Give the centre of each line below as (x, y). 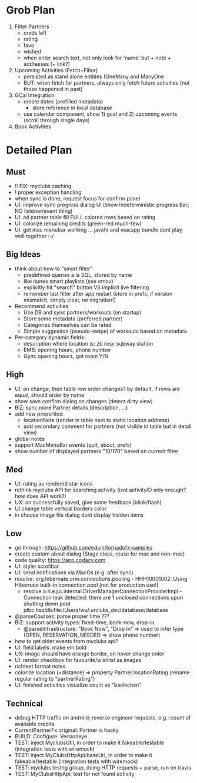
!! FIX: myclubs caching (43, 186)
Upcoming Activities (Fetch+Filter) (56, 70)
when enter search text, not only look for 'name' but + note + (97, 58)
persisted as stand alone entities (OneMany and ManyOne (94, 76)
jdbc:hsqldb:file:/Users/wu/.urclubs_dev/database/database (96, 610)
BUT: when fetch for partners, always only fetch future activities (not (106, 82)
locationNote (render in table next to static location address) (96, 420)
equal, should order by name (49, 395)
